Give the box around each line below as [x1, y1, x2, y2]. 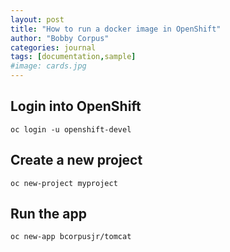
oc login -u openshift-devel [10, 124, 132, 135]
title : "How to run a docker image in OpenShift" [10, 24, 222, 34]
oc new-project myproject [10, 178, 118, 188]
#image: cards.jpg [10, 61, 87, 71]
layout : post [10, 14, 65, 25]
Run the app [10, 206, 87, 223]
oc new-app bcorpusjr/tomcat [10, 232, 132, 242]
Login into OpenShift [10, 98, 142, 115]
